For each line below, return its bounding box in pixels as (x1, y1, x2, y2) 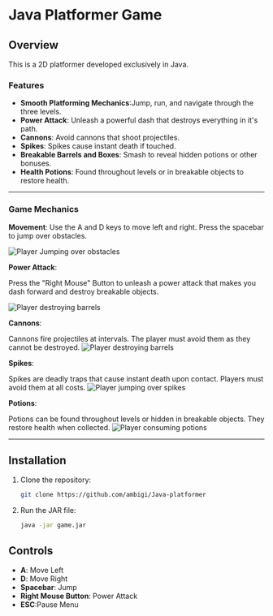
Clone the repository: (19, 475, 92, 485)
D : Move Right (19, 574, 68, 584)
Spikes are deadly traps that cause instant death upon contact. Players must (8, 373, 264, 383)
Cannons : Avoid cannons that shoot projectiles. (19, 132, 180, 143)
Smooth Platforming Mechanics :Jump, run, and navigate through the (19, 98, 254, 108)
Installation (8, 453, 67, 467)
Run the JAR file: (19, 506, 76, 515)
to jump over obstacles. (8, 230, 88, 240)
